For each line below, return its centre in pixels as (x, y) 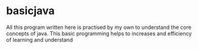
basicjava (31, 11)
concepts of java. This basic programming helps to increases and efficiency (99, 33)
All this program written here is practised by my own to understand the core (99, 27)
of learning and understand (40, 40)
